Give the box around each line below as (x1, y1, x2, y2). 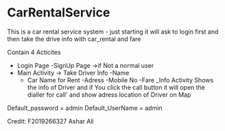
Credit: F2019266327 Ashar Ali (7, 117, 94, 125)
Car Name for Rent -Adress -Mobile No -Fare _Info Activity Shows (27, 75, 214, 84)
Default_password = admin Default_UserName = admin (7, 104, 163, 112)
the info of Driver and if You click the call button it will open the (27, 83, 206, 91)
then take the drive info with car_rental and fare (7, 34, 141, 43)
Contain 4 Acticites (7, 48, 61, 56)
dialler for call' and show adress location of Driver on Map (27, 91, 191, 99)
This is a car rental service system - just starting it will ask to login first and (7, 27, 219, 36)
